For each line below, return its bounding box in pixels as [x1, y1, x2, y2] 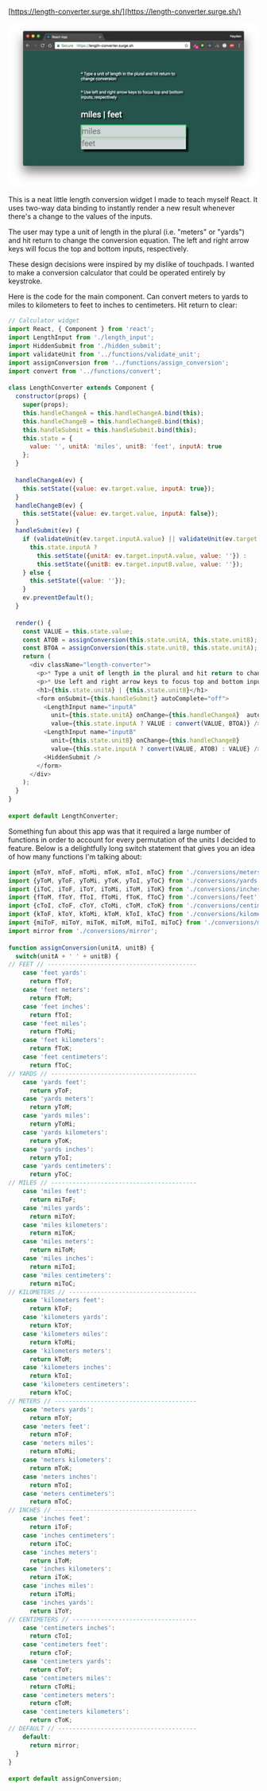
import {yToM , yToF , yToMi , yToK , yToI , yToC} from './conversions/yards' [8, 876, 261, 884]
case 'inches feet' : [22, 1515, 91, 1523]
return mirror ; [29, 1741, 80, 1750]
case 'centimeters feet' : [22, 1641, 109, 1649]
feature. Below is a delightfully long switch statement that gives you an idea [8, 843, 256, 853]
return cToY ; [29, 1665, 73, 1674]
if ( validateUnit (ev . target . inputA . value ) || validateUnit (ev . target [22, 535, 258, 543]
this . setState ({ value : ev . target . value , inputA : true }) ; [22, 485, 215, 493]
